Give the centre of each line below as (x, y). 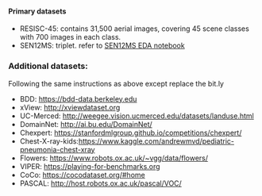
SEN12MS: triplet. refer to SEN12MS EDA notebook (102, 46)
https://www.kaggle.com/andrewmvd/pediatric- (156, 141)
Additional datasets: (48, 66)
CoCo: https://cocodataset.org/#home (82, 175)
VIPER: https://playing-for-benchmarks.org (90, 166)
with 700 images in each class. (70, 37)
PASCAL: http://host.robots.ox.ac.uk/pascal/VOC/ (101, 183)
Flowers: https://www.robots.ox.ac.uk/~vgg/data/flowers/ (114, 158)
